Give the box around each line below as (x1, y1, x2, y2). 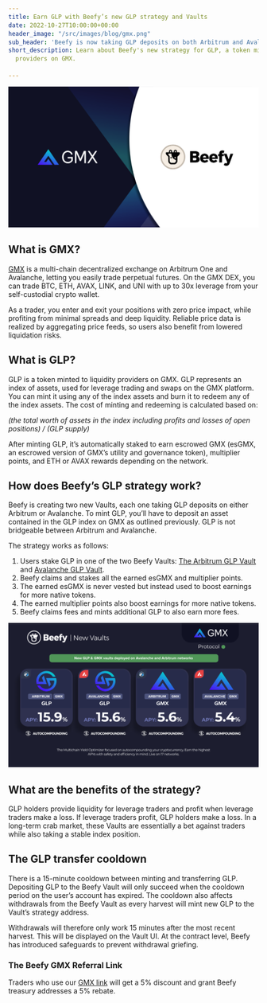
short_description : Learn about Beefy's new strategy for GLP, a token (8, 46, 250, 55)
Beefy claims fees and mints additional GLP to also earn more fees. (19, 607, 240, 617)
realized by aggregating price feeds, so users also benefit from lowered (8, 322, 243, 331)
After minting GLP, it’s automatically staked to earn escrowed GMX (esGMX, (8, 439, 257, 449)
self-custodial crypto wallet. (8, 289, 100, 299)
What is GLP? (8, 353, 76, 367)
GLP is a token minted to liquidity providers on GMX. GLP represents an (8, 374, 242, 384)
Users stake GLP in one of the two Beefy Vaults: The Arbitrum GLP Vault (19, 556, 257, 566)
